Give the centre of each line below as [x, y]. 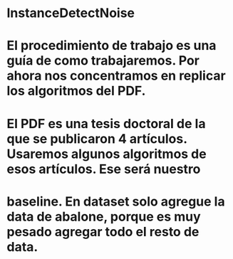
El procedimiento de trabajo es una [112, 46]
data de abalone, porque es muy [104, 217]
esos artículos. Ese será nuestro [104, 169]
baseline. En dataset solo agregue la [116, 201]
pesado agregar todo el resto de [103, 232]
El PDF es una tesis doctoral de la [106, 123]
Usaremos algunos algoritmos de [107, 154]
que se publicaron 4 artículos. [97, 138]
